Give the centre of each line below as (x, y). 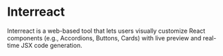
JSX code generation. (51, 45)
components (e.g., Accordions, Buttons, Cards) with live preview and (104, 38)
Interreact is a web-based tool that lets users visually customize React (106, 31)
